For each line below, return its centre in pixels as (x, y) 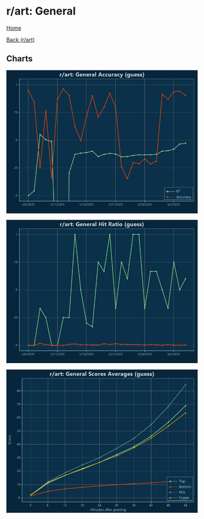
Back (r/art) (21, 39)
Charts (20, 59)
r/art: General (41, 11)
